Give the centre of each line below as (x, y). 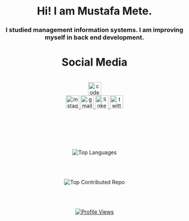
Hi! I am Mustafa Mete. (94, 11)
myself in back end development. (94, 37)
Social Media (94, 62)
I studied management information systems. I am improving (94, 30)
